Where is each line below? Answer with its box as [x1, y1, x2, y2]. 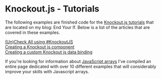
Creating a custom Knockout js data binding [5, 49, 93, 55]
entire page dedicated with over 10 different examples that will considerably [5, 64, 157, 69]
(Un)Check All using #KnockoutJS [5, 39, 73, 44]
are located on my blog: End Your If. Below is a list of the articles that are [5, 24, 150, 30]
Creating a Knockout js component [5, 44, 75, 50]
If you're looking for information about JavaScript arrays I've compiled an [5, 58, 151, 64]
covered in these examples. [5, 29, 60, 35]
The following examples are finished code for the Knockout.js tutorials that [5, 19, 154, 25]
